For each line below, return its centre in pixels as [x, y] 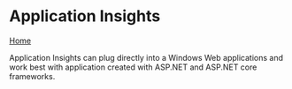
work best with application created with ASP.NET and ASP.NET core [133, 67]
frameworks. [32, 76]
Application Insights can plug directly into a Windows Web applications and [146, 57]
